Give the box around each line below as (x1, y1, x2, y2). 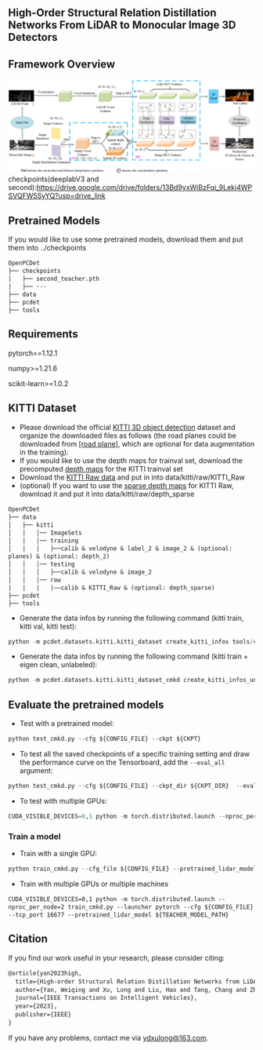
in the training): (19, 447, 69, 457)
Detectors (8, 31, 58, 44)
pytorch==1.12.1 (8, 348, 58, 358)
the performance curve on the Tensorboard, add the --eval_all (19, 757, 225, 767)
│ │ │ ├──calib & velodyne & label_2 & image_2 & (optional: (8, 545, 233, 552)
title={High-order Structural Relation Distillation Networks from (15, 977, 240, 986)
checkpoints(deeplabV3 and (8, 174, 99, 184)
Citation (8, 932, 49, 946)
